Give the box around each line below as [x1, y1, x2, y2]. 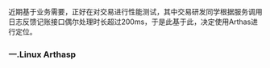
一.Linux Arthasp [8, 49, 77, 60]
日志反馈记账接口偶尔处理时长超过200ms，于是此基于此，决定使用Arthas [8, 17, 251, 26]
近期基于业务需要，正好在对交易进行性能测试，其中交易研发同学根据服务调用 [8, 7, 263, 16]
